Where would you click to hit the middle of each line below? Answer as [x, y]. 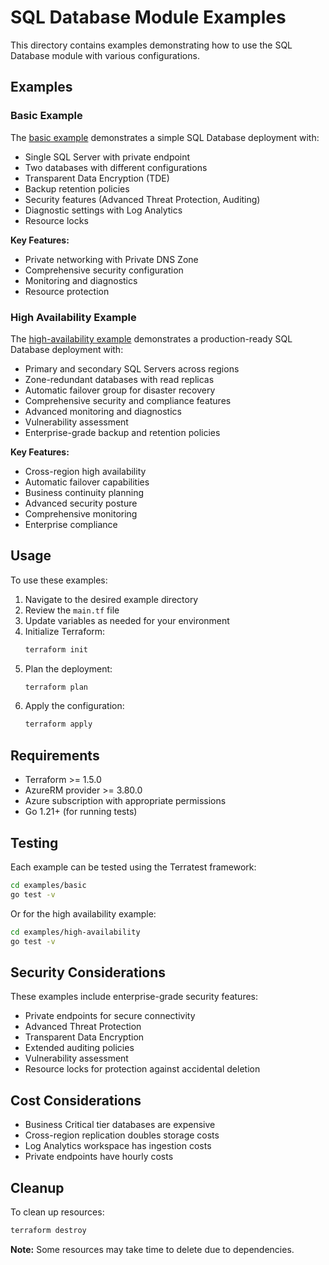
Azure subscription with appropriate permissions [125, 801]
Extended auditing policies [79, 1048]
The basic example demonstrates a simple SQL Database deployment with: [165, 137]
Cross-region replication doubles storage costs [122, 1135]
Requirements [55, 755]
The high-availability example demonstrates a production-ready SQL [151, 338]
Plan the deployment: [68, 668]
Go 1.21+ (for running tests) [81, 812]
